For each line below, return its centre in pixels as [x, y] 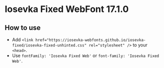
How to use [23, 28]
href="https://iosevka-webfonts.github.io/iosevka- [91, 40]
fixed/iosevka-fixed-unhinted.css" [49, 45]
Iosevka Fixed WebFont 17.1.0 [67, 9]
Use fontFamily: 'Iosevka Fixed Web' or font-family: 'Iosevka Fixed [86, 55]
